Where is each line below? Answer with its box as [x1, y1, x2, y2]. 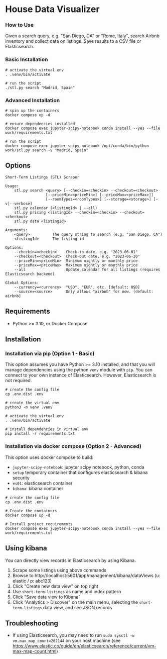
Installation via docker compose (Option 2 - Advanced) [5, 443, 142, 450]
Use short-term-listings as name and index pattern [12, 588, 121, 594]
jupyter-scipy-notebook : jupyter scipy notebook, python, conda [12, 464, 144, 470]
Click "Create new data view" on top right [12, 583, 99, 589]
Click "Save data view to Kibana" [12, 594, 81, 600]
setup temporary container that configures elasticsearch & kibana [12, 469, 148, 476]
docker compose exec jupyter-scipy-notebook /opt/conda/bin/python [5, 143, 149, 149]
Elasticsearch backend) [5, 271, 55, 276]
